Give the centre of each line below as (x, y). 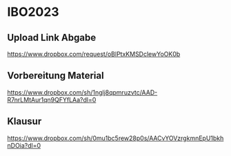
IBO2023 (33, 12)
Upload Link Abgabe (52, 38)
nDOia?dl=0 (24, 145)
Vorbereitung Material (56, 76)
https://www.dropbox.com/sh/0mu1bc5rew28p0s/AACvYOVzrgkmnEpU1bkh (115, 138)
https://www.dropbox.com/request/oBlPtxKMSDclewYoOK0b (94, 54)
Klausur (24, 121)
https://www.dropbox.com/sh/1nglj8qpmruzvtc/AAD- (82, 92)
